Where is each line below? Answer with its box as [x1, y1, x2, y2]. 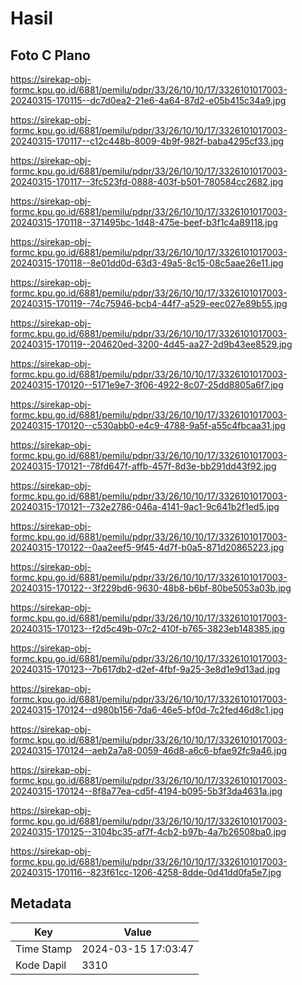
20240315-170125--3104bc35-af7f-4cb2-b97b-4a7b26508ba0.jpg [10, 826, 287, 837]
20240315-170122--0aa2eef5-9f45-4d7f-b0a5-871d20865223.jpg [10, 542, 285, 553]
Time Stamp [15, 942, 73, 956]
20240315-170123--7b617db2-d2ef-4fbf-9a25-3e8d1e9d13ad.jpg [10, 663, 281, 675]
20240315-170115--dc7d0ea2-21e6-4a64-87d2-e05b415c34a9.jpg [10, 95, 287, 106]
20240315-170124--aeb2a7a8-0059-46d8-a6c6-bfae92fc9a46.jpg [10, 745, 288, 756]
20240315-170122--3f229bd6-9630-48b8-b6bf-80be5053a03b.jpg [10, 582, 292, 594]
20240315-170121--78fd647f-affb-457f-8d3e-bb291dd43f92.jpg [10, 460, 277, 472]
